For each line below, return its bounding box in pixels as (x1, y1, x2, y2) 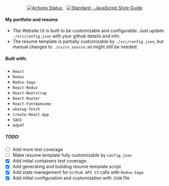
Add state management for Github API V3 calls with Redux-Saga (12, 169, 144, 175)
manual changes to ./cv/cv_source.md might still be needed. (12, 44, 138, 50)
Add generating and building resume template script (12, 164, 121, 170)
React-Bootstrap (12, 91, 47, 96)
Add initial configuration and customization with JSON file (12, 175, 130, 181)
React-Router (12, 96, 40, 101)
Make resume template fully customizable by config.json (12, 152, 132, 158)
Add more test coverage (12, 146, 63, 153)
